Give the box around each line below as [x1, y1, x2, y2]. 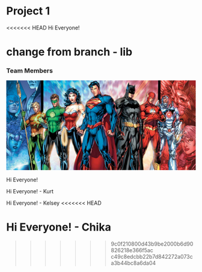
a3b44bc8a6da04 [111, 259, 156, 267]
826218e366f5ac [111, 247, 153, 254]
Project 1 [6, 4, 50, 18]
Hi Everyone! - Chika [6, 220, 111, 234]
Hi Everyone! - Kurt [6, 188, 54, 195]
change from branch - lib [6, 45, 133, 59]
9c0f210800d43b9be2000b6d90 [111, 240, 194, 247]
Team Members [6, 67, 53, 75]
